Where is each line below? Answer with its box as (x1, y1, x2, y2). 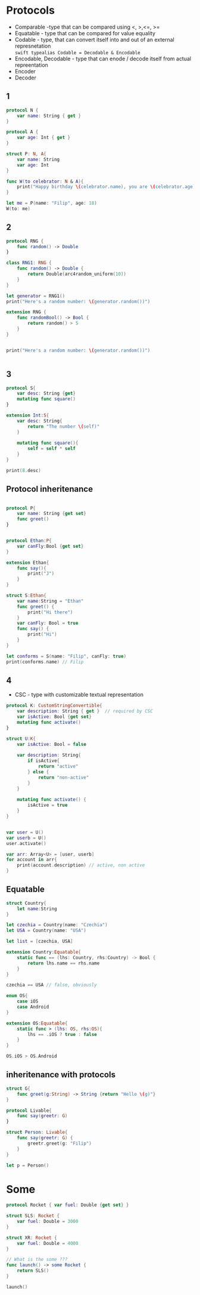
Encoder (14, 67, 36, 75)
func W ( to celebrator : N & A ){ (6, 178, 84, 184)
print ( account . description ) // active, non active (17, 862, 145, 868)
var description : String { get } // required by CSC (17, 708, 153, 714)
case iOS (17, 998, 39, 1004)
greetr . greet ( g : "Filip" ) (27, 1140, 92, 1146)
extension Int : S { (6, 412, 49, 418)
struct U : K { (6, 735, 36, 742)
